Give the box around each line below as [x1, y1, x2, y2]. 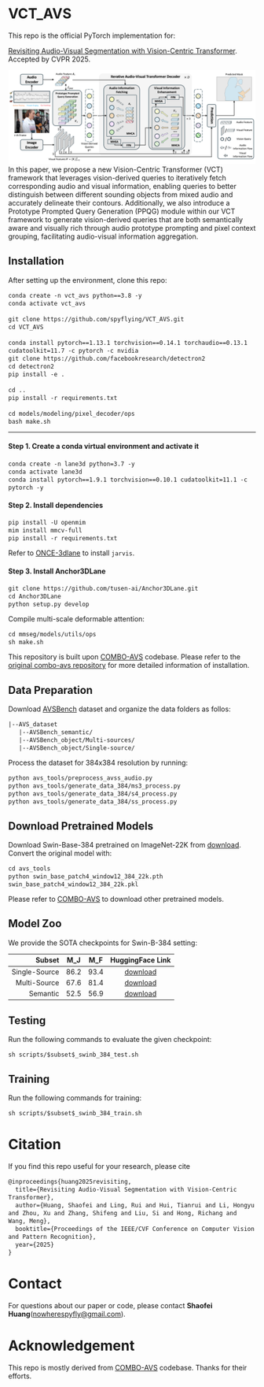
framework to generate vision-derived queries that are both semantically [8, 214, 244, 224]
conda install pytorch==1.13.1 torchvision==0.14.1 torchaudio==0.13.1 [8, 339, 247, 347]
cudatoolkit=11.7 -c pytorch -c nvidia [8, 347, 139, 354]
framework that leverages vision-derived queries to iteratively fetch [8, 172, 226, 182]
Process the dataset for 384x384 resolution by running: [8, 758, 189, 768]
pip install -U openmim [8, 519, 86, 527]
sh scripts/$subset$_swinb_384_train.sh [8, 1110, 143, 1118]
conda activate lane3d [8, 468, 82, 476]
